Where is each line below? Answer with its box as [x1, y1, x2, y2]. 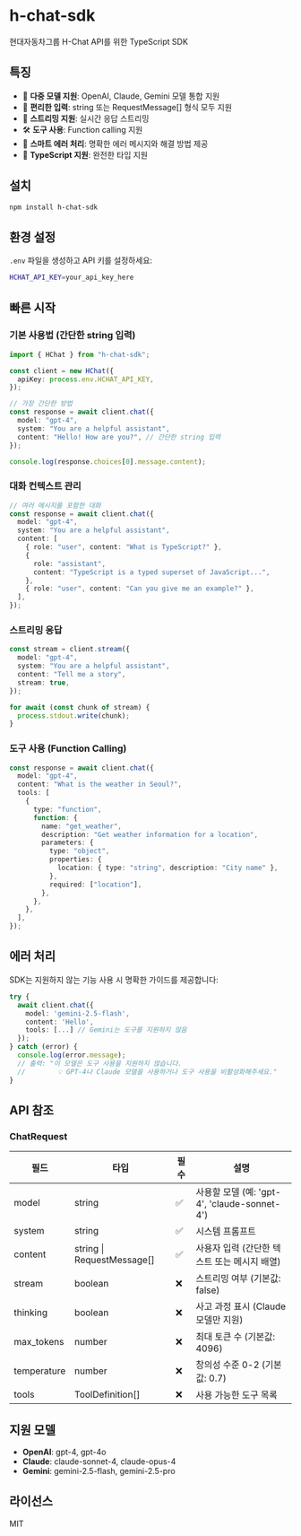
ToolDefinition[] [74, 1388, 141, 1401]
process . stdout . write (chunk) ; [17, 711, 130, 720]
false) [195, 1284, 220, 1296]
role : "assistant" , [32, 559, 106, 568]
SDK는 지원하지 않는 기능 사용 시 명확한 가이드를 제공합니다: [9, 974, 219, 985]
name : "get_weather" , [41, 822, 123, 831]
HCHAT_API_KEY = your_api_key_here [9, 273, 134, 283]
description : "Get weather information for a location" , [41, 830, 258, 839]
